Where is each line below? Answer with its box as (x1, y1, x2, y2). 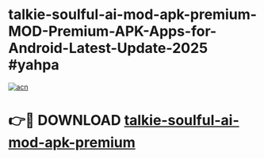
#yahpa (8, 56, 59, 74)
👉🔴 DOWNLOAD (8, 112, 121, 130)
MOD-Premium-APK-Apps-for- (8, 22, 217, 40)
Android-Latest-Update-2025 (8, 40, 209, 57)
